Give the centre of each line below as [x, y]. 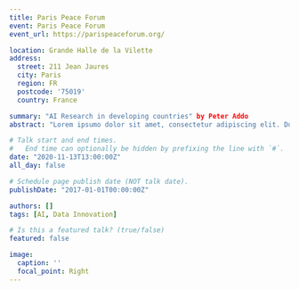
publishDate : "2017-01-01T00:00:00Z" [79, 190]
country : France [47, 100]
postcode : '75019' [52, 91]
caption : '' [40, 263]
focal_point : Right [53, 271]
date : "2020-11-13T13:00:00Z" [65, 157]
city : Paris [40, 75]
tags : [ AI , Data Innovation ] [63, 214]
